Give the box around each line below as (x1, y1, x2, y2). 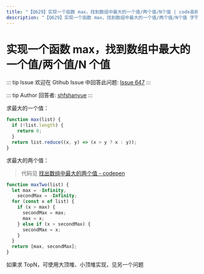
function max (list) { (6, 116, 61, 123)
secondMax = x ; (22, 227, 61, 233)
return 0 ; (17, 128, 42, 134)
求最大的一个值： (6, 104, 49, 112)
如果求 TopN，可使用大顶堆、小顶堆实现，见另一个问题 (6, 261, 144, 269)
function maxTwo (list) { (6, 181, 69, 188)
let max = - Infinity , (12, 187, 67, 193)
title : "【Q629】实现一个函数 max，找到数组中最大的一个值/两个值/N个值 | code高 (6, 8, 195, 15)
